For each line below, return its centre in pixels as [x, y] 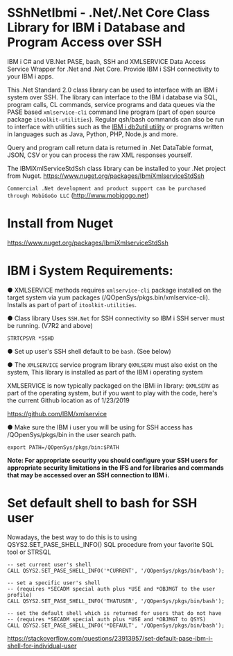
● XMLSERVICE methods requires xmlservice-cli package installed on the [114, 290]
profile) [20, 595]
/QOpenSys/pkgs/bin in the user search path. [72, 434]
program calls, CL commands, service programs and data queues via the [111, 104]
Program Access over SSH [85, 42]
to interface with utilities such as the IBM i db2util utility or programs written [115, 126]
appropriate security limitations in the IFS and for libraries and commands [115, 468]
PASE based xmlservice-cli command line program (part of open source [112, 112]
